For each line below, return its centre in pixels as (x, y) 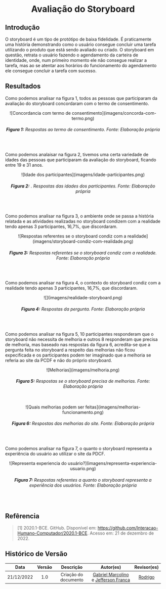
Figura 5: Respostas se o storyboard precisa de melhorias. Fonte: (83, 381)
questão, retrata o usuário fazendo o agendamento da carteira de (72, 55)
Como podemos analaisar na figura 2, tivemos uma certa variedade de (77, 155)
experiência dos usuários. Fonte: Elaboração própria (83, 485)
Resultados (23, 86)
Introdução (22, 27)
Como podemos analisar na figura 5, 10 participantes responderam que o (80, 334)
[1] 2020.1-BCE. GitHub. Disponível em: (57, 528)
